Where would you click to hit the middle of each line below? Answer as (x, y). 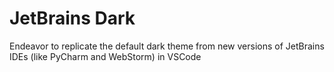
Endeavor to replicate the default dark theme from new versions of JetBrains (167, 46)
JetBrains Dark (72, 18)
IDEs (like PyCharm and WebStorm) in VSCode (105, 56)
